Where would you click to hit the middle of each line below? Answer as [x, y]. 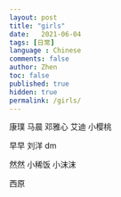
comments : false [39, 59]
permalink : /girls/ [45, 100]
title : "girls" [37, 26]
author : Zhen [33, 68]
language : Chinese [45, 51]
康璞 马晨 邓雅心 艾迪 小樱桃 [60, 127]
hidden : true [33, 92]
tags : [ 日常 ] [32, 42]
